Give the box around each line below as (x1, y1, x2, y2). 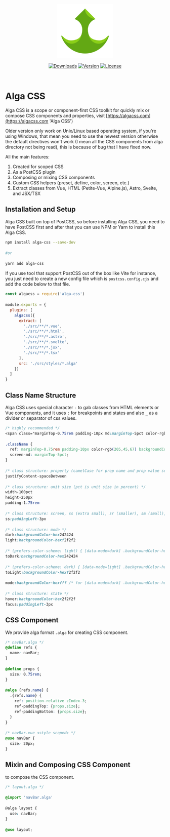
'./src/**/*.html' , (23, 329, 65, 334)
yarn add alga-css (5, 261, 44, 266)
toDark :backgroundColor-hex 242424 (5, 553, 78, 559)
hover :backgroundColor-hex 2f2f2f (5, 596, 76, 602)
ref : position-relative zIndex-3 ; (14, 698, 87, 704)
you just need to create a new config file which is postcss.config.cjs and (5, 275, 159, 282)
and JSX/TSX (12, 190, 41, 196)
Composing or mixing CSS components (12, 174, 95, 181)
